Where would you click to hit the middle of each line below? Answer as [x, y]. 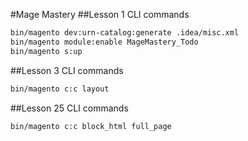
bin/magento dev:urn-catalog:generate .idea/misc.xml [125, 33]
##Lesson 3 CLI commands [67, 70]
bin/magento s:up [46, 51]
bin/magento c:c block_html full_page [91, 126]
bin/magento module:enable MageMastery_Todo [104, 42]
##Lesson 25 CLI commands [69, 108]
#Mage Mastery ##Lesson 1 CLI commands [100, 14]
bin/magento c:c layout [60, 89]
